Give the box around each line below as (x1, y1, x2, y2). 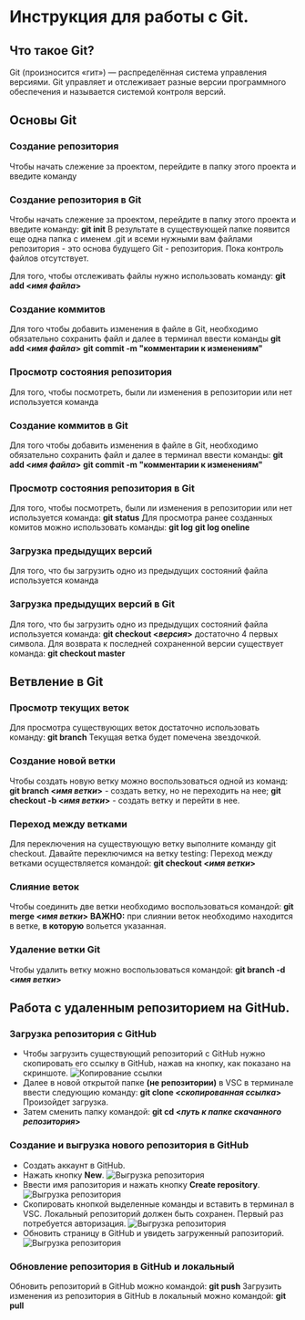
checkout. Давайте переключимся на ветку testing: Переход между (9, 848, 273, 859)
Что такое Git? (9, 43, 95, 58)
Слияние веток (9, 880, 80, 893)
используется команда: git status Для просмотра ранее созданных (9, 513, 273, 524)
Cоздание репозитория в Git (9, 193, 142, 206)
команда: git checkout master (9, 648, 126, 659)
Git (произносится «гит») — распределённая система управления (9, 67, 267, 78)
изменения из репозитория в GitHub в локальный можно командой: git (9, 1290, 287, 1301)
